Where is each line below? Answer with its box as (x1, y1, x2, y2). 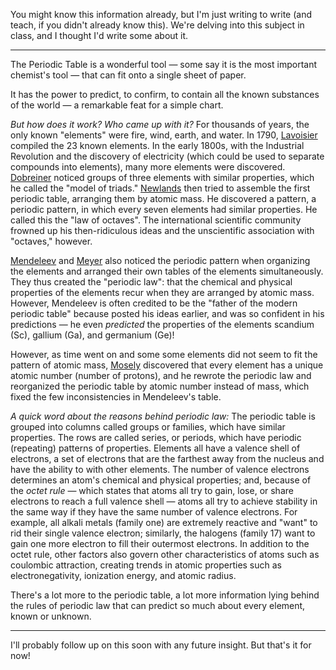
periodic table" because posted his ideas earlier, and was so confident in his (10, 308, 325, 319)
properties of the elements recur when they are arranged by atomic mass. (10, 287, 315, 298)
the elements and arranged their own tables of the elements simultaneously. (10, 265, 324, 277)
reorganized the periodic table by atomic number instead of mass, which (10, 380, 310, 392)
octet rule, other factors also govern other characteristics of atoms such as (10, 549, 320, 560)
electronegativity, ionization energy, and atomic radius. (10, 570, 237, 581)
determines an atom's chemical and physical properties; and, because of (10, 474, 312, 486)
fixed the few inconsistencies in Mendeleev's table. (10, 391, 222, 403)
